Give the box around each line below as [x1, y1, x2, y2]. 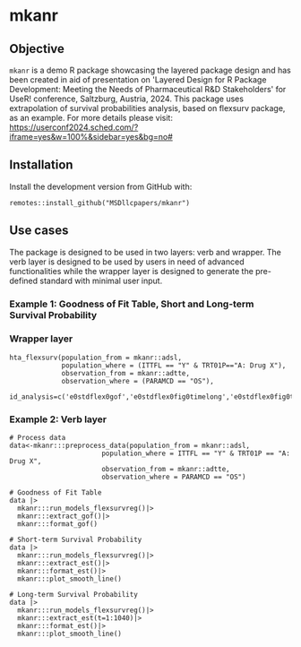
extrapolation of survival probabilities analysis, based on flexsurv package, [9, 103, 286, 113]
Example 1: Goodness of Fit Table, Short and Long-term [9, 298, 254, 310]
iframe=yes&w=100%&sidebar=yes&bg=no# [9, 132, 173, 142]
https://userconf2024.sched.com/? [9, 122, 139, 133]
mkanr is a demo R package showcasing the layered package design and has [9, 65, 291, 75]
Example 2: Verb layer [9, 413, 107, 426]
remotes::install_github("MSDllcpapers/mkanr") [9, 198, 191, 207]
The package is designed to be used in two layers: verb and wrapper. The [9, 246, 282, 257]
